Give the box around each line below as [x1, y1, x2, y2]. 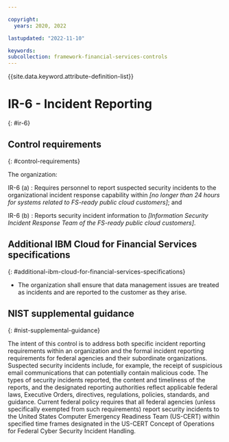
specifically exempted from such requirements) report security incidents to [8, 405, 220, 413]
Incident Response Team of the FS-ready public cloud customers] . [8, 219, 196, 227]
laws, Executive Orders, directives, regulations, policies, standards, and [8, 390, 210, 398]
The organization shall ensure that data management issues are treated [17, 280, 219, 288]
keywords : [8, 47, 36, 54]
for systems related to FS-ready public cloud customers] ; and [8, 198, 182, 206]
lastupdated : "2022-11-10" [8, 35, 85, 42]
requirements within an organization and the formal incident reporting [8, 347, 204, 355]
